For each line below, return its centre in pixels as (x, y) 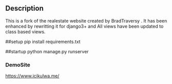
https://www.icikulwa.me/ (32, 76)
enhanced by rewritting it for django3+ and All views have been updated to (84, 26)
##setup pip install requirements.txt (43, 41)
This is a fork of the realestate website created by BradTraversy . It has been (86, 20)
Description (24, 8)
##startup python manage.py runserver (47, 51)
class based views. (25, 31)
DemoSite (18, 65)
